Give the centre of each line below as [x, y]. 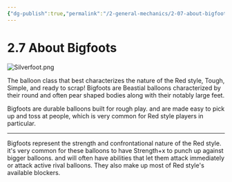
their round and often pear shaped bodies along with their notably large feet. [116, 95]
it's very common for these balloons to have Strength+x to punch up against [115, 150]
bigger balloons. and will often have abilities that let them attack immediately [116, 158]
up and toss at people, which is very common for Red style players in [105, 116]
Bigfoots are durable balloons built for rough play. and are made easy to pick [116, 109]
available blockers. [34, 172]
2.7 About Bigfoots [62, 47]
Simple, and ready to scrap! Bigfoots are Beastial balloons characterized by [114, 88]
